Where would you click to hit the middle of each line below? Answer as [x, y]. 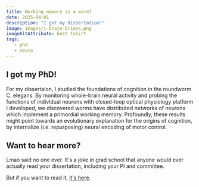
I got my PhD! [32, 75]
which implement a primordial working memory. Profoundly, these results [96, 114]
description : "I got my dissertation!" [56, 23]
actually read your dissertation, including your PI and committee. [85, 166]
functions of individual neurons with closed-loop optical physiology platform [100, 101]
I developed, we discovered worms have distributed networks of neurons [96, 108]
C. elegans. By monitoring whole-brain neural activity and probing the [92, 95]
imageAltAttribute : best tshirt [46, 34]
